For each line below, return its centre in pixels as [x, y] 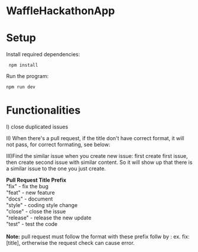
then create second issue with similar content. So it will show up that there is [99, 162]
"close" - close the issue [36, 212]
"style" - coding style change [42, 205]
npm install [23, 65]
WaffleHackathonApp [61, 11]
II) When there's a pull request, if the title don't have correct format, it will [95, 138]
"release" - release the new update [49, 218]
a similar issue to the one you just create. [56, 169]
